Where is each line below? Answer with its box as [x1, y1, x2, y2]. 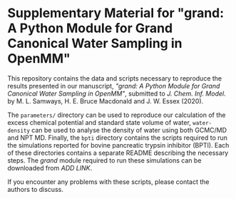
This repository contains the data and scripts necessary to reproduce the [7, 73, 222, 83]
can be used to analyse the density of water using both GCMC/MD [31, 126, 227, 134]
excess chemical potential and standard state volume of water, [7, 118, 191, 126]
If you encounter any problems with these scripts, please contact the [7, 177, 210, 186]
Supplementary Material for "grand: [7, 5, 225, 21]
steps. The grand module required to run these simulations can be [7, 155, 202, 165]
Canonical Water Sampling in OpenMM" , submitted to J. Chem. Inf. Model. [7, 89, 226, 98]
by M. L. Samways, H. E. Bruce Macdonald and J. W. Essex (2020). [7, 96, 204, 105]
